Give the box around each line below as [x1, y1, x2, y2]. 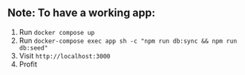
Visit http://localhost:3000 [18, 51, 111, 60]
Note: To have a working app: [7, 6, 156, 20]
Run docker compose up [18, 27, 95, 36]
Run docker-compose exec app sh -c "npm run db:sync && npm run [18, 36, 238, 45]
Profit [18, 59, 37, 69]
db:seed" [18, 43, 49, 52]
